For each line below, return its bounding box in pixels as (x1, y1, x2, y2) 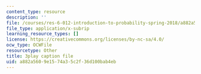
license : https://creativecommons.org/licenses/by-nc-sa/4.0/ (6, 36, 165, 42)
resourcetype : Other (6, 48, 58, 54)
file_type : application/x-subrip (6, 25, 90, 32)
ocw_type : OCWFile (6, 42, 52, 48)
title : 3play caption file (6, 53, 74, 59)
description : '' (6, 14, 47, 20)
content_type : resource (6, 8, 66, 15)
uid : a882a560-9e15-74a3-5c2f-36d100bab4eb (6, 58, 117, 64)
